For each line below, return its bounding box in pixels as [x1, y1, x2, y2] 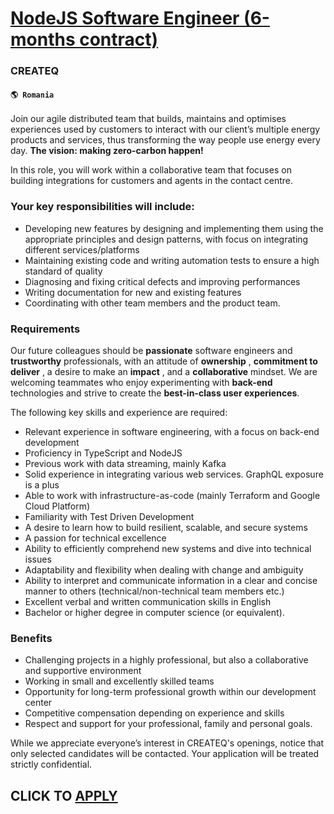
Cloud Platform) [24, 500, 91, 512]
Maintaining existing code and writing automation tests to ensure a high [24, 254, 320, 266]
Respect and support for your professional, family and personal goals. [24, 718, 313, 730]
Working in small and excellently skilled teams [24, 675, 215, 687]
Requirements [10, 322, 81, 336]
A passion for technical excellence [24, 532, 167, 544]
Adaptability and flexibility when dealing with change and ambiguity [24, 563, 304, 576]
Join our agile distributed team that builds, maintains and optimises [10, 113, 287, 125]
